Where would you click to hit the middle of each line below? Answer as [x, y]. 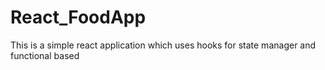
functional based [45, 55]
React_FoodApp [78, 17]
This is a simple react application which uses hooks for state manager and [163, 45]
